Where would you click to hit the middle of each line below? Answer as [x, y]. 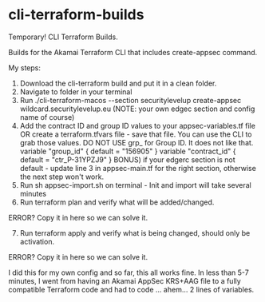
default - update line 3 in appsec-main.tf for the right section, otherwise [138, 168]
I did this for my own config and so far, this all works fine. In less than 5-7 [129, 272]
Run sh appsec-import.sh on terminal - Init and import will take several [135, 185]
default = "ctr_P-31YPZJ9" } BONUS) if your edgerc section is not [127, 159]
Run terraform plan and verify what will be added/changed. [117, 202]
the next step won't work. [62, 177]
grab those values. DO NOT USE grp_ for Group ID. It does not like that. [136, 142]
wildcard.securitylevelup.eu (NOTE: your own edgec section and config [137, 109]
